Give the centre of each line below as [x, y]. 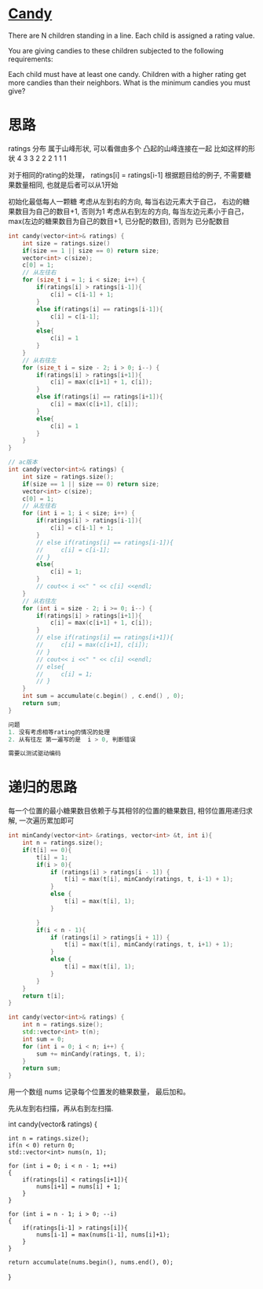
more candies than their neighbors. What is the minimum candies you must [129, 83]
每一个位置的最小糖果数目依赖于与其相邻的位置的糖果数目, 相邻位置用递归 [127, 811]
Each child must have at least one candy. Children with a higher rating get [127, 74]
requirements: [31, 59]
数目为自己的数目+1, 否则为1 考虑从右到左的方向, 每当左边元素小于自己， [131, 211]
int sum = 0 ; [44, 1039]
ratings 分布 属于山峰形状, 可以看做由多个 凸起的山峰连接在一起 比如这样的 [128, 148]
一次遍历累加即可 [46, 821]
